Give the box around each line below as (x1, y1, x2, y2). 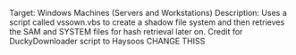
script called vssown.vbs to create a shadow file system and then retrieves (9, 17, 285, 27)
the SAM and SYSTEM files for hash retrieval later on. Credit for (9, 27, 243, 36)
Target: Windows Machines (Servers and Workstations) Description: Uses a (9, 8, 288, 18)
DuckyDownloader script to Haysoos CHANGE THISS (9, 35, 206, 46)
